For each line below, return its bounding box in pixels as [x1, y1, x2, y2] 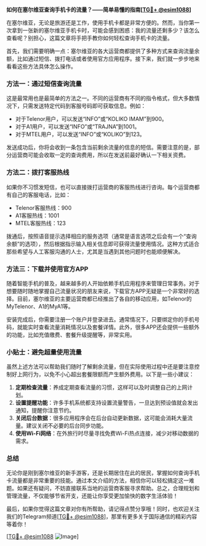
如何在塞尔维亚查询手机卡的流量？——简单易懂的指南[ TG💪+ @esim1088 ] [6, 6, 192, 13]
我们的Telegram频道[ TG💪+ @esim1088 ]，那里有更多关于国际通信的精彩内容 [6, 513, 197, 520]
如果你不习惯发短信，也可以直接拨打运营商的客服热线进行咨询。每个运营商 [6, 183, 194, 191]
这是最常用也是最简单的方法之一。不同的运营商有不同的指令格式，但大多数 [6, 94, 194, 102]
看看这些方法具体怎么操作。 [6, 63, 77, 70]
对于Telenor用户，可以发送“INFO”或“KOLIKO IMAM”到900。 [15, 115, 167, 123]
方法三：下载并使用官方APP [6, 264, 89, 273]
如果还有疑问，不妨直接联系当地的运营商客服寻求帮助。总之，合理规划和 [17, 485, 200, 492]
